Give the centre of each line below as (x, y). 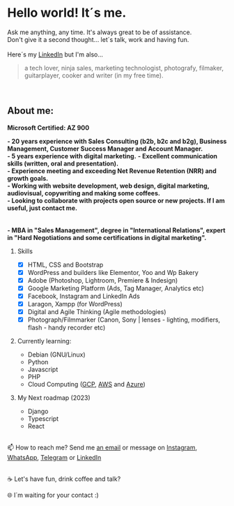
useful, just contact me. (42, 208)
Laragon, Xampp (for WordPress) (75, 304)
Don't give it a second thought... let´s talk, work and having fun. (98, 39)
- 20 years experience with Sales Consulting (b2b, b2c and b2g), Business (117, 141)
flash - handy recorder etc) (67, 328)
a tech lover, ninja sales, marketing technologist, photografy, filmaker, (124, 68)
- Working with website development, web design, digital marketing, (108, 186)
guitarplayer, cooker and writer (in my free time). (94, 75)
